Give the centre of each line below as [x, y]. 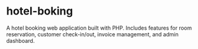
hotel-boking [40, 11]
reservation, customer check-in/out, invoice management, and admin [92, 34]
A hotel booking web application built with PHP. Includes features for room [99, 28]
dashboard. [21, 41]
